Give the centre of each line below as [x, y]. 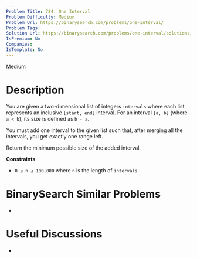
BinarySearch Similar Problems [84, 194]
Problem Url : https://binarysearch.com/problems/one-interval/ [85, 22]
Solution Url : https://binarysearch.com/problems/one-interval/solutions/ [99, 33]
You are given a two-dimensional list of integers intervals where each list [95, 106]
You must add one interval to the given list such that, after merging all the [94, 130]
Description [35, 90]
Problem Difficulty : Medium [40, 17]
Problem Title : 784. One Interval [48, 11]
